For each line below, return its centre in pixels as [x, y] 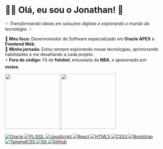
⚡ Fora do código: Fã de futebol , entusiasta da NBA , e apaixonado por [76, 60]
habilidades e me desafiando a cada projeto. [50, 54]
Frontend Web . [20, 44]
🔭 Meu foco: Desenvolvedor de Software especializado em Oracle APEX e [80, 39]
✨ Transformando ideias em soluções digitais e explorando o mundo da [77, 23]
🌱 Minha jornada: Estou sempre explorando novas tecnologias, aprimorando [82, 49]
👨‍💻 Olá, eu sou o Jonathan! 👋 [64, 10]
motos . [12, 67]
